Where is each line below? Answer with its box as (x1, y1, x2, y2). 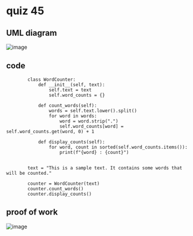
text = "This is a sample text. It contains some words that (27, 165, 183, 171)
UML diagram (6, 28, 57, 38)
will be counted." (6, 170, 52, 176)
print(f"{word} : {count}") (59, 149, 129, 155)
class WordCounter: (27, 76, 76, 83)
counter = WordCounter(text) (27, 180, 100, 187)
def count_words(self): (38, 102, 97, 108)
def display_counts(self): (38, 139, 105, 145)
